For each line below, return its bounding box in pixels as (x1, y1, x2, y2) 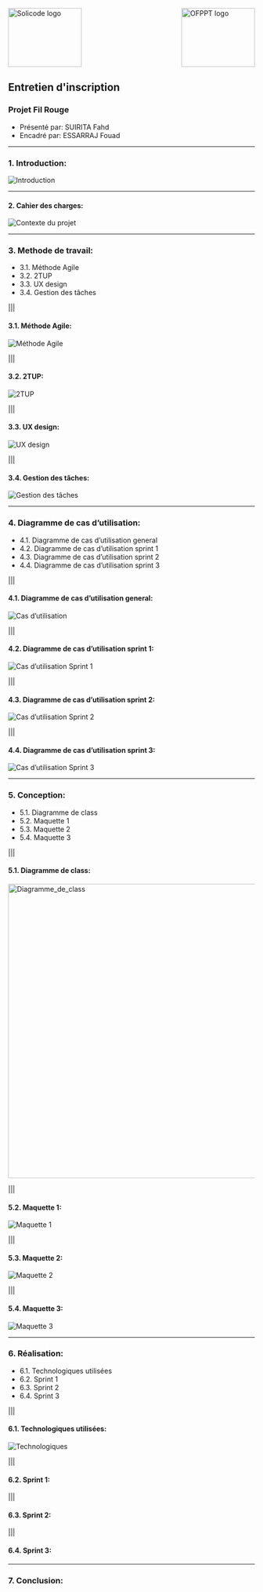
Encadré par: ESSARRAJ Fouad (19, 130, 121, 140)
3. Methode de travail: (8, 245, 94, 256)
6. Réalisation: (8, 1348, 64, 1359)
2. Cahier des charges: (8, 200, 84, 210)
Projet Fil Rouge (8, 104, 70, 115)
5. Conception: (8, 790, 66, 801)
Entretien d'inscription (8, 81, 121, 94)
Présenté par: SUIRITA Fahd (19, 122, 110, 132)
